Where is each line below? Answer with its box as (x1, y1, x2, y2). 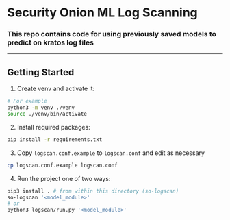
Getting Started (7, 66, 75, 78)
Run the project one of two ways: (16, 174, 111, 182)
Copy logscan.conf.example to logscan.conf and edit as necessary (16, 149, 205, 157)
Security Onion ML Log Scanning (7, 5, 199, 21)
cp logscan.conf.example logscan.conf (7, 162, 118, 169)
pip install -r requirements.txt (7, 136, 103, 143)
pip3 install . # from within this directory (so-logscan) (7, 187, 179, 195)
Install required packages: (16, 123, 90, 131)
